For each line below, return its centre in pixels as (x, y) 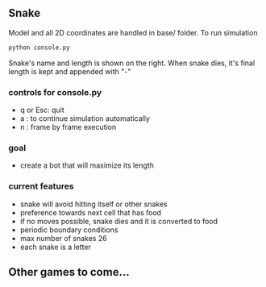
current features (41, 186)
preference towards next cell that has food (91, 212)
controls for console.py (55, 92)
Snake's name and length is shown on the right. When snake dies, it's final (132, 63)
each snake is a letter (55, 247)
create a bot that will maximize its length (87, 165)
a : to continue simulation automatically (85, 118)
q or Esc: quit (42, 110)
